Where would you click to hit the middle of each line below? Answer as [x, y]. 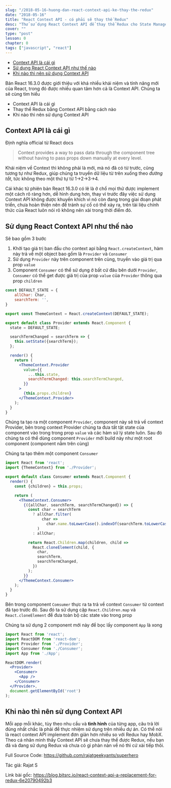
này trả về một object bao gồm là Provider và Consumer [70, 254]
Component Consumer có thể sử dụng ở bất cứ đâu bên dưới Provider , [85, 270]
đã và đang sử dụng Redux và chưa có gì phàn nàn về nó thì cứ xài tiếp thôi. [85, 745]
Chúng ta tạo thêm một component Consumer [52, 453]
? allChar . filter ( [52, 514]
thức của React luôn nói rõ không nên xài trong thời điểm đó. [69, 210]
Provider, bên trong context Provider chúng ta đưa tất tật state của [75, 427]
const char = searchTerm [54, 510]
